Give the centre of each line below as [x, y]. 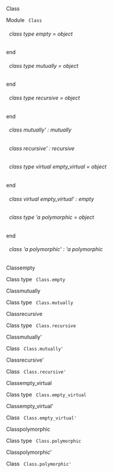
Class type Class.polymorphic [44, 441]
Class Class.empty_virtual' [41, 418]
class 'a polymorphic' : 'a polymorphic [56, 249]
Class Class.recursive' [36, 372]
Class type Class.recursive [41, 325]
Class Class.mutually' [35, 349]
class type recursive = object [44, 98]
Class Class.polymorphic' [39, 464]
